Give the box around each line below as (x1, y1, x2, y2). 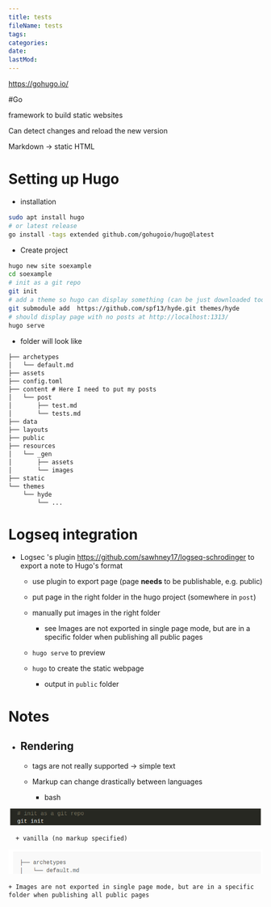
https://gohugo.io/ (8, 79, 69, 88)
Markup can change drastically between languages (31, 777, 203, 786)
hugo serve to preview (31, 647, 106, 657)
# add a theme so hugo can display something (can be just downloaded (8, 296, 251, 304)
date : (8, 47, 27, 56)
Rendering (19, 740, 74, 753)
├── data (8, 417, 38, 426)
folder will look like (19, 336, 82, 345)
